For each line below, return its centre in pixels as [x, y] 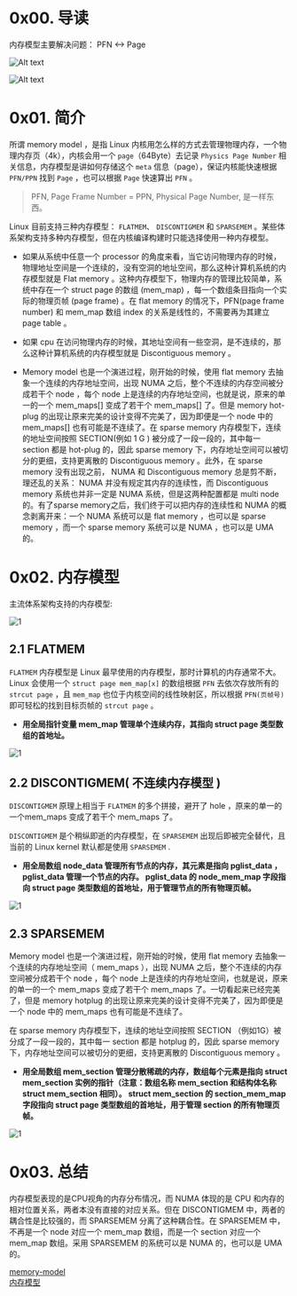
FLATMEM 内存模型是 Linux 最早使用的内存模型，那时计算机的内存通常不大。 [145, 672]
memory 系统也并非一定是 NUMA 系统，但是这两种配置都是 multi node [150, 494]
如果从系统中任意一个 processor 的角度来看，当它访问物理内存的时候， [152, 256]
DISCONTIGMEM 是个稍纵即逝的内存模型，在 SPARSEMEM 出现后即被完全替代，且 [148, 836]
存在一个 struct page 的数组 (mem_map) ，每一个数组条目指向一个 [159, 289]
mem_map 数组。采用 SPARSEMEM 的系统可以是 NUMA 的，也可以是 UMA [146, 1243]
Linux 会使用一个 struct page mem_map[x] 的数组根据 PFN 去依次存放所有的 [144, 683]
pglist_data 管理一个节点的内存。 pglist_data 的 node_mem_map [141, 877]
